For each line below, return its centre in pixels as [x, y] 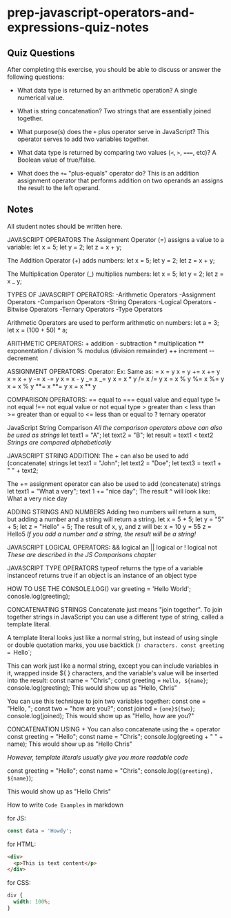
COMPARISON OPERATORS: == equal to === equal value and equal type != [114, 400]
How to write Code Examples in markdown [66, 805]
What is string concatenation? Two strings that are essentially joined [114, 111]
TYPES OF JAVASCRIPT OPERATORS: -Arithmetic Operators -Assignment [111, 294]
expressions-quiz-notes [78, 27]
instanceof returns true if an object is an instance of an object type [102, 575]
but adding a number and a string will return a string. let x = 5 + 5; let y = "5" [116, 519]
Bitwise [18, 309]
